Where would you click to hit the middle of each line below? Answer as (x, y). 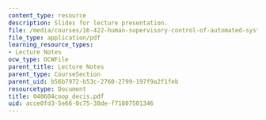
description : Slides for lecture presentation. (88, 23)
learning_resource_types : (51, 45)
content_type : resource (47, 15)
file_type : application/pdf (55, 37)
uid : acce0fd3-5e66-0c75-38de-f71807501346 (81, 103)
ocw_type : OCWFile (38, 60)
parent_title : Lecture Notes (56, 67)
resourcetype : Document (47, 89)
